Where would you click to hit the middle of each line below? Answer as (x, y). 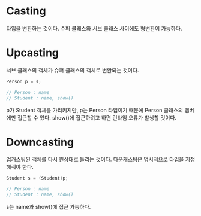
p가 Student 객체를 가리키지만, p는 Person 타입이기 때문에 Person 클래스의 (95, 110)
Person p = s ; (24, 81)
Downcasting (40, 142)
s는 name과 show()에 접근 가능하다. (49, 207)
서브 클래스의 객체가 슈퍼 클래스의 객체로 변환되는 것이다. (73, 70)
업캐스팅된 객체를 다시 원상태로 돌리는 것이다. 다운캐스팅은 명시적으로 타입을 (95, 159)
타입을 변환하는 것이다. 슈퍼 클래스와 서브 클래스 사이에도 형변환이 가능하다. (94, 28)
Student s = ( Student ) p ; (37, 178)
